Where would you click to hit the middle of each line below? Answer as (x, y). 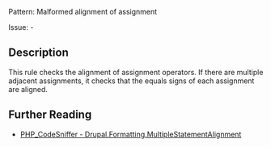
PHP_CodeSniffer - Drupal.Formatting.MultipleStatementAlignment (131, 134)
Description (38, 53)
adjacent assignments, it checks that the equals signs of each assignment (131, 81)
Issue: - (21, 27)
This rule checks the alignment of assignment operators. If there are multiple (136, 72)
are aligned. (28, 89)
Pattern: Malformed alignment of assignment (83, 12)
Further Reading (50, 115)
